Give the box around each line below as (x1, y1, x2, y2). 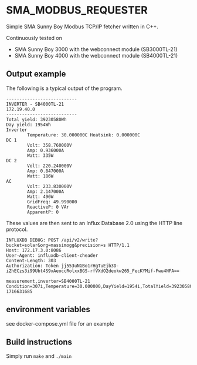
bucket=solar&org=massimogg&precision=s (6, 242, 107, 248)
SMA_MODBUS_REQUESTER (6, 4, 148, 17)
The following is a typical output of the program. (6, 85, 123, 92)
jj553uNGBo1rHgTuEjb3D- (61, 263, 119, 269)
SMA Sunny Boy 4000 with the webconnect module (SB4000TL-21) (14, 52, 178, 59)
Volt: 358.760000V (27, 142, 72, 148)
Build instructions (6, 337, 72, 347)
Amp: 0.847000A (27, 168, 64, 174)
